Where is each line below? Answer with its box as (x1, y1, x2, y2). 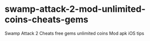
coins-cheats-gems (4, 14, 88, 25)
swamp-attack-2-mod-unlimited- (4, 3, 146, 15)
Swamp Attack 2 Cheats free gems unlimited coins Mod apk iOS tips (4, 30, 145, 36)
